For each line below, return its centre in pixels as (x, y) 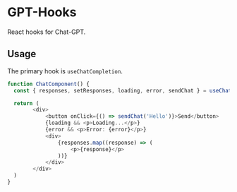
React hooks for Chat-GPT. (47, 32)
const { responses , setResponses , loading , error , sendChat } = (110, 90)
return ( (26, 103)
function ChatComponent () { (49, 84)
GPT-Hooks (42, 12)
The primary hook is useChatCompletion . (65, 71)
